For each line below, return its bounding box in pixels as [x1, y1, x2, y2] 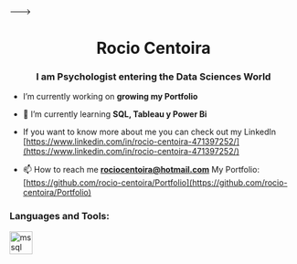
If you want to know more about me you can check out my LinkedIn [22, 126, 277, 138]
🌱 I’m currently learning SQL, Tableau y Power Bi [22, 109, 207, 120]
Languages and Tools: [9, 210, 110, 223]
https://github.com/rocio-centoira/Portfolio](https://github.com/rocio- [26, 177, 288, 188]
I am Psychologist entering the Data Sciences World [36, 70, 271, 83]
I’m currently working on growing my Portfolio [22, 91, 198, 102]
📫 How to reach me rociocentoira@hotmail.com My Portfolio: [22, 164, 260, 175]
